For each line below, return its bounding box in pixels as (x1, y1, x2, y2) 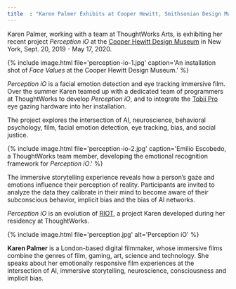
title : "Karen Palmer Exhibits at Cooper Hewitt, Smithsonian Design (7, 10, 221, 18)
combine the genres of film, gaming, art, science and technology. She (7, 251, 209, 259)
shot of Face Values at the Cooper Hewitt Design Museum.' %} (7, 66, 190, 74)
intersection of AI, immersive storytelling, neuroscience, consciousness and (7, 266, 227, 275)
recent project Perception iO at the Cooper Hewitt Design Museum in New (7, 37, 221, 46)
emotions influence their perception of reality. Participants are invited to (7, 180, 216, 189)
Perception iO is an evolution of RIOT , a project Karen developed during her (7, 209, 225, 217)
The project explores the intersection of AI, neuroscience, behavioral (7, 116, 206, 124)
